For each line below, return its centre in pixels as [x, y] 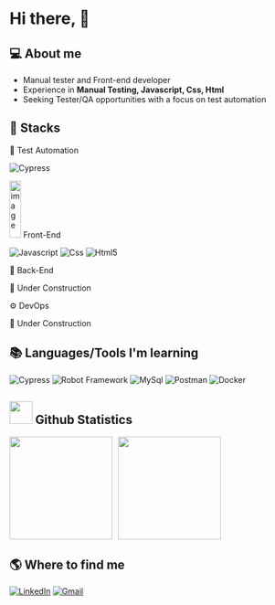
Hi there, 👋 [50, 19]
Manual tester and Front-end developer [96, 80]
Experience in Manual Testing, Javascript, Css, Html [123, 90]
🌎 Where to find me [67, 564]
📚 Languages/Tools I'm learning [104, 353]
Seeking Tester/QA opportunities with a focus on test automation [144, 99]
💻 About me [46, 53]
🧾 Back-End [32, 270]
